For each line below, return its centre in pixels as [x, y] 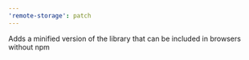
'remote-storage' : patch [50, 16]
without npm [29, 47]
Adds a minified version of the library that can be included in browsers [124, 38]
